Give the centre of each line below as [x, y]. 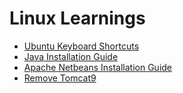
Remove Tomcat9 [60, 78]
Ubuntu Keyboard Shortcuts [81, 46]
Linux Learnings [77, 18]
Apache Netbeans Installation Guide [98, 67]
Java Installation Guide [71, 56]
